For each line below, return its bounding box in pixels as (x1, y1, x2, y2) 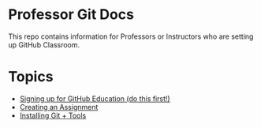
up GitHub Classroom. (8, 40, 80, 49)
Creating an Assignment (19, 102, 99, 111)
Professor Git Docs (8, 6, 134, 24)
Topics (8, 68, 54, 86)
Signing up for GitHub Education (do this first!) (19, 93, 171, 104)
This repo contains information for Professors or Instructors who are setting (8, 32, 254, 41)
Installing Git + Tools (19, 111, 87, 120)
